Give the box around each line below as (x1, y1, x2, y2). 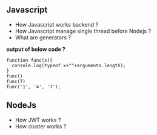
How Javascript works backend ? (15, 21, 99, 28)
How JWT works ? (15, 116, 61, 123)
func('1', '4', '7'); (6, 84, 61, 90)
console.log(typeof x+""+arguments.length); (12, 62, 126, 68)
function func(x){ (6, 57, 53, 63)
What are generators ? (15, 33, 72, 41)
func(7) (6, 78, 26, 84)
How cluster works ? (15, 122, 67, 130)
